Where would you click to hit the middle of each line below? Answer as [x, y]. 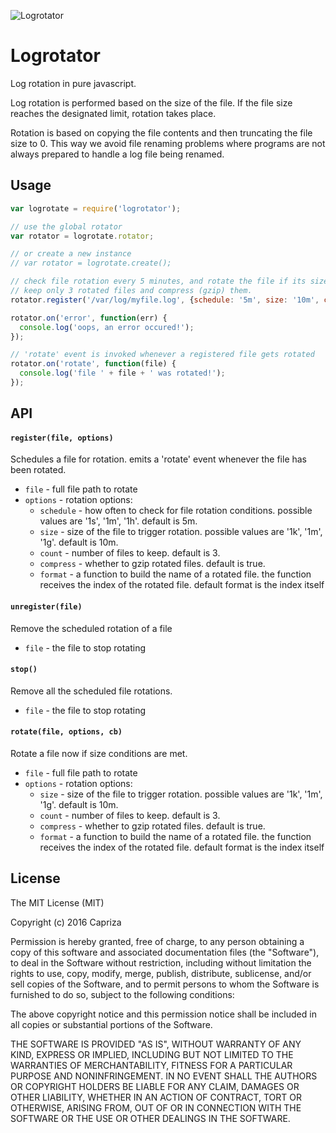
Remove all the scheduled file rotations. [91, 691]
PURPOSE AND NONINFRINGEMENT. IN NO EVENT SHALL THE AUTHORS [164, 1076]
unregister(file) [46, 607]
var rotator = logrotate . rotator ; [82, 236]
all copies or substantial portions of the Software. [111, 1024]
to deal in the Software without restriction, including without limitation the [161, 962]
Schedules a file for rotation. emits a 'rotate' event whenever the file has [159, 459]
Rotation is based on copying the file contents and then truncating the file [161, 132]
